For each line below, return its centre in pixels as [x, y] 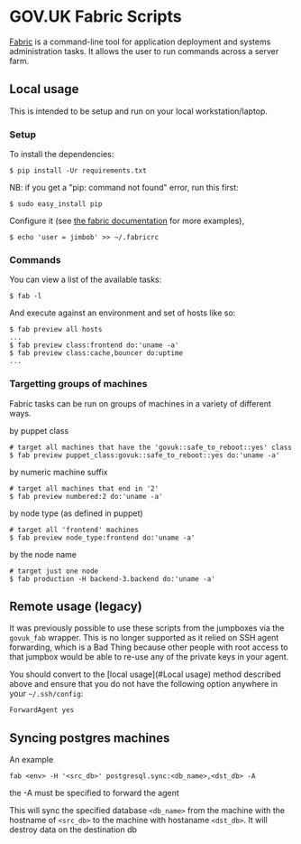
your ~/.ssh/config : [46, 694]
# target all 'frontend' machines [74, 530]
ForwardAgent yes [42, 710]
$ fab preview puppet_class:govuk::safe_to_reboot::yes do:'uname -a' [145, 455]
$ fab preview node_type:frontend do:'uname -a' [102, 538]
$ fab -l [26, 296]
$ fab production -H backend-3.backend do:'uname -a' [113, 579]
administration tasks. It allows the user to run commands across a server [144, 51]
